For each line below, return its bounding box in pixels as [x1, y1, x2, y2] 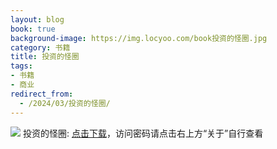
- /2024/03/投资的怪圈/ [19, 98, 111, 108]
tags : [10, 61, 33, 71]
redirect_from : [10, 89, 74, 99]
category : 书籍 [10, 42, 71, 53]
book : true [10, 24, 56, 34]
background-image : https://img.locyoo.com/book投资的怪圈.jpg [10, 33, 268, 43]
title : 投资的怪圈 [10, 52, 80, 62]
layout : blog [10, 14, 65, 25]
